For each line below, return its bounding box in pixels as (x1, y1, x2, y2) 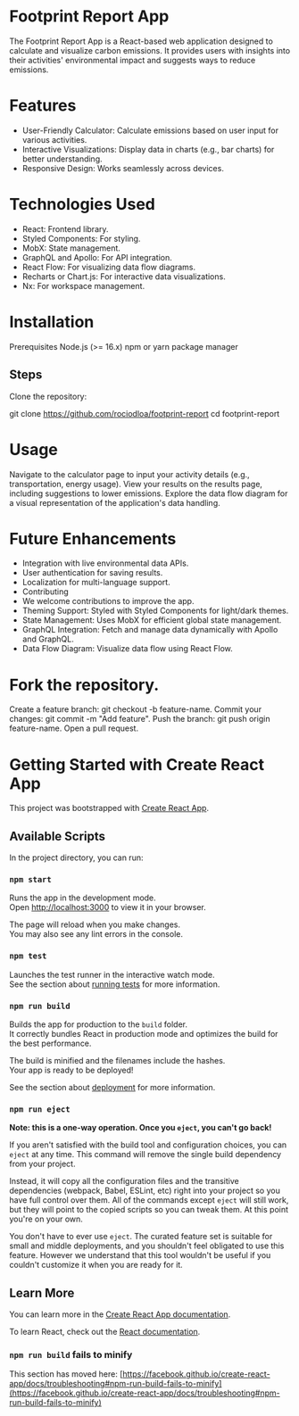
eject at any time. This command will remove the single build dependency (9, 1149, 282, 1160)
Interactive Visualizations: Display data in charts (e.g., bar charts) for (21, 144, 275, 154)
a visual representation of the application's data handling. (9, 497, 220, 508)
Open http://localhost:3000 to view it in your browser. (9, 902, 207, 913)
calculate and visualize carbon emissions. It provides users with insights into (9, 45, 291, 55)
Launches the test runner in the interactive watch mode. (9, 969, 216, 980)
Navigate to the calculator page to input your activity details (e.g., (9, 468, 250, 479)
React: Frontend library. (21, 223, 109, 234)
